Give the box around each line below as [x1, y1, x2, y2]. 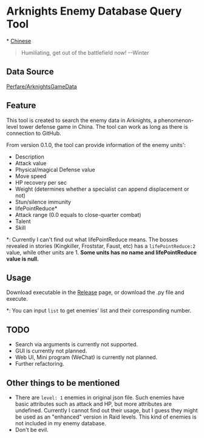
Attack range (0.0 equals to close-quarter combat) [15, 211, 141, 218]
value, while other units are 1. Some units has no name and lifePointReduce [6, 248, 197, 256]
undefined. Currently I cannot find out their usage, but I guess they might [15, 407, 198, 414]
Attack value [15, 159, 47, 166]
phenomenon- [158, 117, 194, 124]
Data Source [6, 67, 54, 77]
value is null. [6, 255, 39, 262]
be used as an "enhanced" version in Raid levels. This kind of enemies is [15, 413, 197, 420]
